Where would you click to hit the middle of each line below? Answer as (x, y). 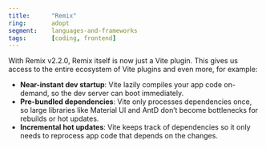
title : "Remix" (43, 16)
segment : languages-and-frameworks (73, 30)
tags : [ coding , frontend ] (62, 38)
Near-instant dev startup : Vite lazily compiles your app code (121, 85)
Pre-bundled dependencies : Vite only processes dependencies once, (136, 102)
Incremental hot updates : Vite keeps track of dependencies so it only (135, 127)
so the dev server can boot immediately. (117, 94)
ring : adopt (39, 23)
